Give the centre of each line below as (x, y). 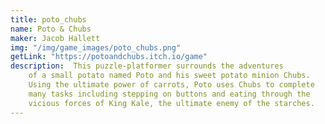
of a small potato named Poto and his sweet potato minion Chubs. (169, 76)
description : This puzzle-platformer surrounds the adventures (147, 66)
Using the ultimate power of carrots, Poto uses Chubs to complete (171, 85)
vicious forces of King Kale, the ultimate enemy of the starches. (171, 103)
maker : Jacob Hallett (55, 38)
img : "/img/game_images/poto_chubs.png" (96, 47)
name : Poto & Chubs (51, 29)
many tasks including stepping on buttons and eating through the (169, 94)
